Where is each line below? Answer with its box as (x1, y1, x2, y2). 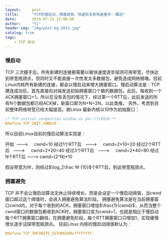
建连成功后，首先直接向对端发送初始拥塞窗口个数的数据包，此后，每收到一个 (5, 88, 162, 94)
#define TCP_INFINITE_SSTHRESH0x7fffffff (5, 231, 92, 236)
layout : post (5, 7, 41, 12)
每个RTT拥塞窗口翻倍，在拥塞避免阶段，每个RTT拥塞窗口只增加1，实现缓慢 (5, 215, 159, 221)
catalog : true (5, 30, 35, 35)
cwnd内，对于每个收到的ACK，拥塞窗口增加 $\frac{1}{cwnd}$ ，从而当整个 (9, 202, 162, 209)
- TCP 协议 (14, 40, 35, 45)
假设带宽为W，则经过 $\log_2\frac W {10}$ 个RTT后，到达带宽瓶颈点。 (5, 164, 148, 170)
